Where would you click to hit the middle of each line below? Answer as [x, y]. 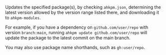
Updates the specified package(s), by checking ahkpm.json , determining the [83, 7]
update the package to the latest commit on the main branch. [68, 38]
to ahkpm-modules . [23, 18]
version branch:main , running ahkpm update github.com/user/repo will [76, 32]
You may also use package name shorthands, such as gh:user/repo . [75, 47]
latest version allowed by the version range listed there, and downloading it [82, 12]
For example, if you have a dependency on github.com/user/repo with [77, 27]
